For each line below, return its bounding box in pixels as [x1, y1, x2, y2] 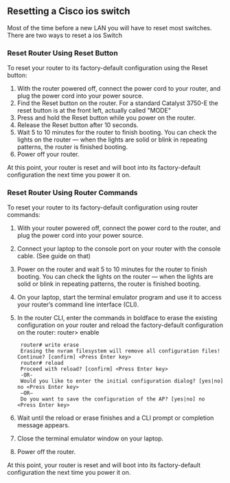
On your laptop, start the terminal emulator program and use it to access [16, 293, 222, 302]
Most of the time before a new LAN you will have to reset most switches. [7, 23, 212, 32]
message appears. [16, 421, 70, 429]
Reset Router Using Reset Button [7, 48, 118, 58]
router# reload [20, 360, 64, 367]
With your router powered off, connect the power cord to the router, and [16, 224, 221, 232]
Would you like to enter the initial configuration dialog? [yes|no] [20, 378, 224, 385]
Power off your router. [16, 150, 80, 159]
